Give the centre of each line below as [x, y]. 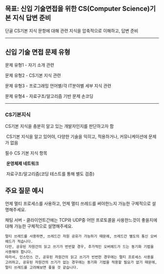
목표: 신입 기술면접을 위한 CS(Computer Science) [77, 9]
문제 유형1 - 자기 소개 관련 [30, 65]
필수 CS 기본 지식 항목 [26, 153]
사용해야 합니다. [19, 252]
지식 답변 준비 [32, 18]
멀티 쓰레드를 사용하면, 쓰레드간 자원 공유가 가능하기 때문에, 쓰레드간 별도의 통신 [77, 236]
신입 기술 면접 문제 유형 [38, 52]
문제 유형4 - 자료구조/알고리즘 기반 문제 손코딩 [49, 96]
